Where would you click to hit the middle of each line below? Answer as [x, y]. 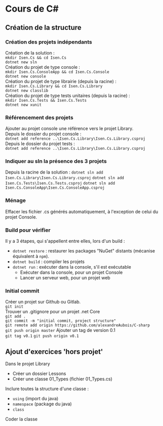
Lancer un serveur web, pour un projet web [65, 278]
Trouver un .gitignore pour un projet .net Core [52, 312]
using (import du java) [35, 399]
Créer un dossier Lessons [39, 374]
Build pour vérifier [28, 230]
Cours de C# [32, 9]
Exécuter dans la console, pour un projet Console [71, 272]
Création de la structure [43, 28]
